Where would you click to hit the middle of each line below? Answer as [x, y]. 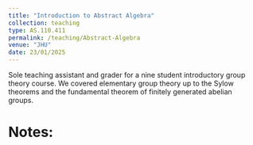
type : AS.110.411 [37, 30]
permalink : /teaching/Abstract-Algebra [74, 38]
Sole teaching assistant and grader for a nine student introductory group [127, 75]
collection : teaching [44, 23]
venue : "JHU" [30, 45]
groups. [21, 100]
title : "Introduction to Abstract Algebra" [82, 15]
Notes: [31, 132]
